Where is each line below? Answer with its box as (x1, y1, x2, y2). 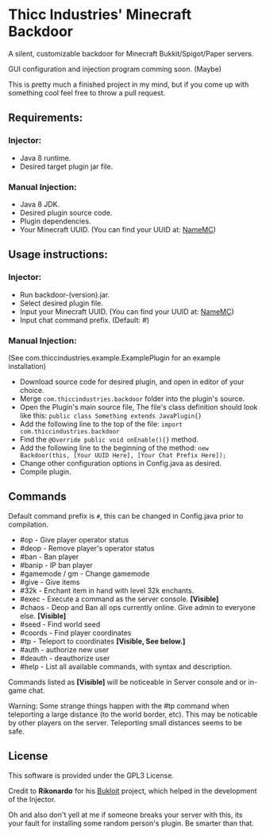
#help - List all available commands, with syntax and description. (19, 662, 233, 671)
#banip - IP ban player (19, 560, 93, 570)
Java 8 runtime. (19, 153, 71, 162)
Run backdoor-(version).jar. (19, 290, 110, 299)
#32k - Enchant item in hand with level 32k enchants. (19, 585, 195, 595)
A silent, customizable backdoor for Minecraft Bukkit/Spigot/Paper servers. (8, 49, 254, 58)
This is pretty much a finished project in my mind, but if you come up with (8, 80, 249, 89)
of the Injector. (8, 794, 56, 804)
